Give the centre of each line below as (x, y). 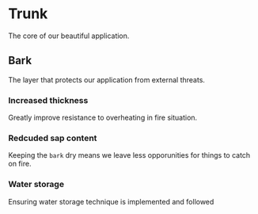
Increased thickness (48, 100)
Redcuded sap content (53, 138)
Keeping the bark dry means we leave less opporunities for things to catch (129, 155)
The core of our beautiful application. (69, 36)
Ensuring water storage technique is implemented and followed (111, 201)
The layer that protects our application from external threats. (107, 79)
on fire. (20, 164)
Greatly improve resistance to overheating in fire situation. (103, 118)
